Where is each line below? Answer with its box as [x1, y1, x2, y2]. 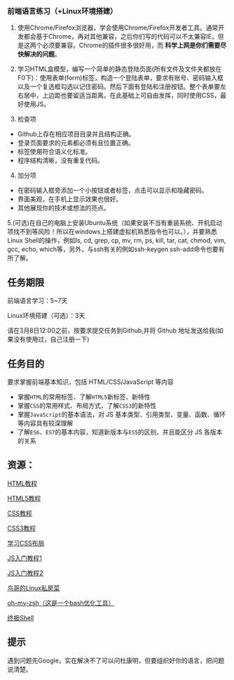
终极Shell [7, 613, 34, 622]
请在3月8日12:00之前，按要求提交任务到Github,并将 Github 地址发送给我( [7, 326, 218, 335]
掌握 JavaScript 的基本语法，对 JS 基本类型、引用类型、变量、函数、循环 [17, 410, 226, 418]
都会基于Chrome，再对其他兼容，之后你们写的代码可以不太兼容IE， [23, 32, 219, 41]
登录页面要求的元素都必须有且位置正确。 [17, 139, 135, 147]
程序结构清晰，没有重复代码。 [17, 156, 104, 165]
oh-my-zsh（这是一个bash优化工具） [7, 598, 115, 607]
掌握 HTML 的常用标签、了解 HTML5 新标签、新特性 [17, 392, 151, 401]
